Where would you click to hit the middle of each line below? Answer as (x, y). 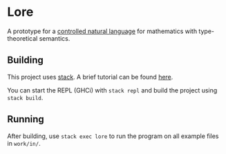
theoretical (22, 38)
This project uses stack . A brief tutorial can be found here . (90, 77)
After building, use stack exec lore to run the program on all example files (113, 136)
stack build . (25, 97)
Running (26, 119)
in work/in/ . (24, 143)
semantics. (55, 38)
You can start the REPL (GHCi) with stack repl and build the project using (112, 90)
